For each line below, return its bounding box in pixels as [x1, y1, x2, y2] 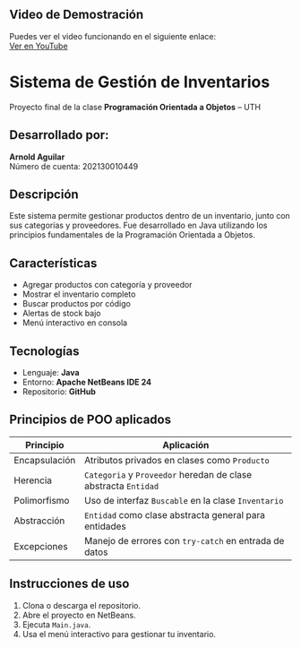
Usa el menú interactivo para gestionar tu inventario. [21, 628, 217, 639]
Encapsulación [13, 454, 76, 466]
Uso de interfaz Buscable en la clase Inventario [83, 494, 284, 506]
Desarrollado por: [9, 127, 109, 143]
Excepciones [13, 540, 69, 552]
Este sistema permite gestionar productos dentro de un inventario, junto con [9, 211, 291, 221]
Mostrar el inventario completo [21, 289, 136, 299]
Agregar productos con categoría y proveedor [21, 280, 193, 290]
